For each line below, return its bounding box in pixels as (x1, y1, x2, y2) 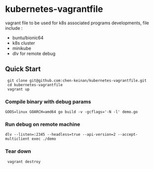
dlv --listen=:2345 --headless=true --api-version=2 (5, 132, 116, 137)
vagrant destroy (7, 159, 41, 164)
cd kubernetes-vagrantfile (7, 82, 63, 87)
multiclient (5, 136, 30, 142)
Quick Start (5, 65, 41, 73)
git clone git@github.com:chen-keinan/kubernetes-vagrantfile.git (7, 78, 147, 83)
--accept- (117, 132, 138, 137)
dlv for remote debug (12, 51, 56, 56)
